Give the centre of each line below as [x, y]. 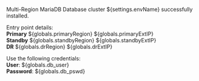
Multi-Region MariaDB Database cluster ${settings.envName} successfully [99, 9]
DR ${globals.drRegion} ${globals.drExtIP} [59, 47]
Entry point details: [30, 28]
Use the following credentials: [43, 58]
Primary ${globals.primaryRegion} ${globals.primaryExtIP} [80, 34]
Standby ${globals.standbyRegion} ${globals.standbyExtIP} [81, 40]
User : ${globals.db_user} [38, 65]
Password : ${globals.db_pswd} [46, 71]
